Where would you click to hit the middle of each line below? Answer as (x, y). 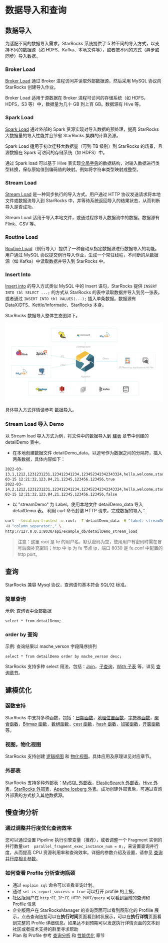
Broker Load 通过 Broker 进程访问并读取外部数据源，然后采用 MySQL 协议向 (83, 81)
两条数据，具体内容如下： (39, 459)
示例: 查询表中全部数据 (28, 611)
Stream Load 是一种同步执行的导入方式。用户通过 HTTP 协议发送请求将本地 (83, 194)
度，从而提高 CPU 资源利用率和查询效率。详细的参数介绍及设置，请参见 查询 (84, 853)
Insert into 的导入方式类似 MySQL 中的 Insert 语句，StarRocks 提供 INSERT (81, 286)
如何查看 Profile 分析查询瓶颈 (40, 873)
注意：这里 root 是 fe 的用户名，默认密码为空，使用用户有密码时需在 (87, 541)
